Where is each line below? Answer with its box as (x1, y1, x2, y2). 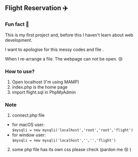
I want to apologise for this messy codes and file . (5, 47, 104, 52)
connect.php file (12, 112, 45, 118)
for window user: (12, 132, 46, 138)
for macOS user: (12, 122, 45, 127)
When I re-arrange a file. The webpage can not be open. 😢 (5, 56, 123, 62)
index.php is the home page (12, 84, 68, 90)
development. (5, 37, 32, 43)
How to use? (5, 68, 35, 75)
